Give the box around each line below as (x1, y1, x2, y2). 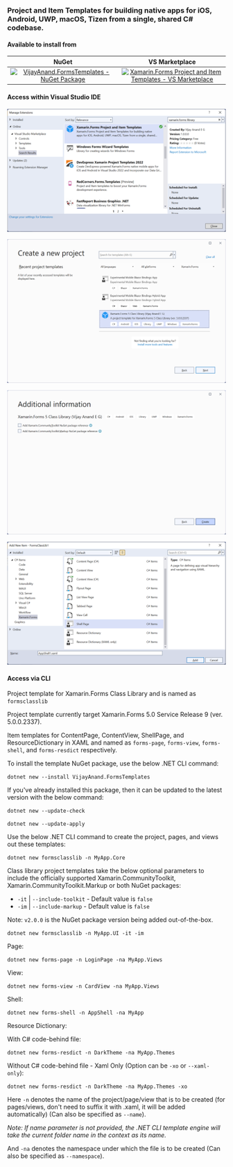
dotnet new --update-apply (7, 820, 85, 828)
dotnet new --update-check (7, 808, 85, 815)
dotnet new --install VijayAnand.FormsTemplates (7, 774, 150, 781)
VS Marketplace (148, 58, 196, 66)
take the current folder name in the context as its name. (7, 1131, 166, 1139)
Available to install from (7, 40, 77, 49)
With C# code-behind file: (7, 1035, 81, 1043)
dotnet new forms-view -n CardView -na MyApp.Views (7, 983, 159, 990)
